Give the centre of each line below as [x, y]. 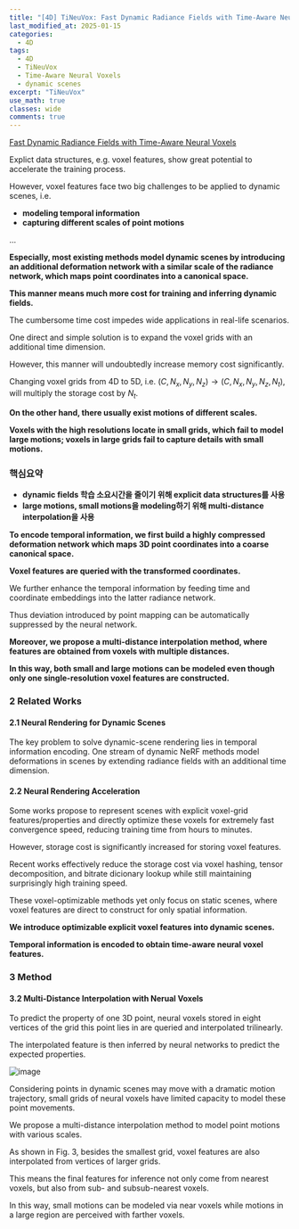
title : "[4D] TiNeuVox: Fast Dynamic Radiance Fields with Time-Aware [143, 17]
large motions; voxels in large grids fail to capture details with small [137, 439]
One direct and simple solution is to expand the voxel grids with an [131, 338]
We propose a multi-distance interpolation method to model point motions [145, 1126]
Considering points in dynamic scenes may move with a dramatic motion [142, 1089]
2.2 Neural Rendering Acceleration [75, 791]
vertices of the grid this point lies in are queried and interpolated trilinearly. [146, 1027]
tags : [19, 51]
